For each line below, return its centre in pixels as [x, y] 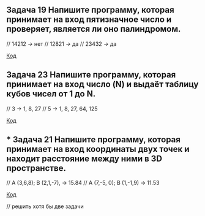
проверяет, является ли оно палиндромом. [94, 29]
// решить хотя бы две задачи [45, 206]
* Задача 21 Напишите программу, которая [93, 140]
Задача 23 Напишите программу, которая [91, 75]
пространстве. [36, 168]
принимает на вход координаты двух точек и [98, 149]
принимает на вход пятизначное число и [89, 20]
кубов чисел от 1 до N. [51, 94]
